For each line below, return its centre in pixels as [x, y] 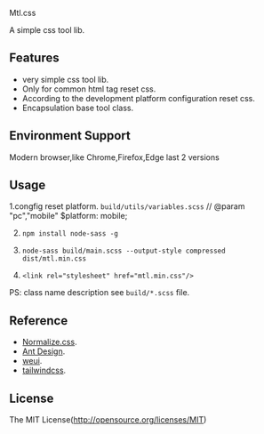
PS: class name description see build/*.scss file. [100, 293]
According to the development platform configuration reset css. [138, 98]
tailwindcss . [44, 370]
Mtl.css [23, 13]
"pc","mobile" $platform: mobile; [68, 216]
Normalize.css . [49, 342]
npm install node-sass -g [70, 234]
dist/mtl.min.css [54, 259]
